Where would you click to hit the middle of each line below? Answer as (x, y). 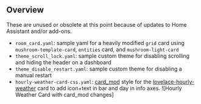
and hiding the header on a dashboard (63, 62)
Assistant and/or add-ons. (39, 31)
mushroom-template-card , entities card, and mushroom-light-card (97, 49)
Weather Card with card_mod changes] (64, 94)
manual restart (33, 75)
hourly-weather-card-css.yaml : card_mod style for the (83, 81)
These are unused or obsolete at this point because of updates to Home (97, 24)
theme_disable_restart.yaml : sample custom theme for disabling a (99, 69)
